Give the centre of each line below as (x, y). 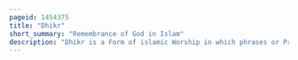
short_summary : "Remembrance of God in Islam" (97, 34)
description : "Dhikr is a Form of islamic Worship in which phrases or (144, 42)
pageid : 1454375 (39, 17)
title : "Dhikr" (37, 26)
